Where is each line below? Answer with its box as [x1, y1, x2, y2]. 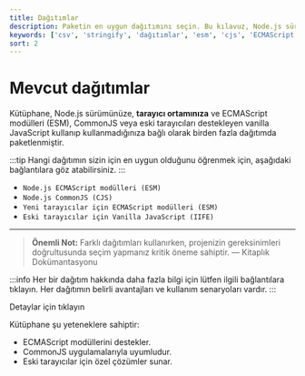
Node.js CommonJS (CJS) [22, 193, 113, 203]
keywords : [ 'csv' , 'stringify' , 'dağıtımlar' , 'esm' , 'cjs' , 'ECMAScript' [9, 30, 299, 39]
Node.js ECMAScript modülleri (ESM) [22, 184, 162, 193]
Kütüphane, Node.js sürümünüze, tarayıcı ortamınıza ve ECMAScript [9, 108, 268, 119]
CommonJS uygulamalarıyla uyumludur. [22, 347, 172, 358]
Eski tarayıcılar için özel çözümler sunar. [22, 356, 172, 367]
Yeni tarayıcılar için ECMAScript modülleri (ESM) [22, 203, 219, 212]
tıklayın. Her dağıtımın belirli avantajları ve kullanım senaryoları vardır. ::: [9, 284, 277, 295]
